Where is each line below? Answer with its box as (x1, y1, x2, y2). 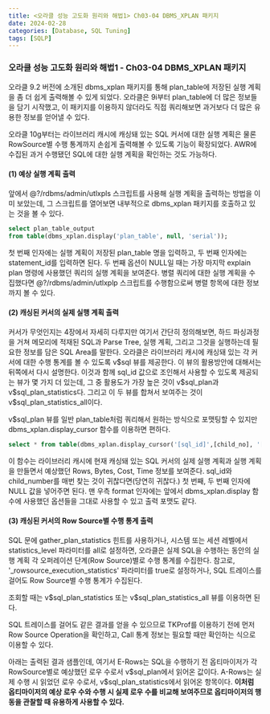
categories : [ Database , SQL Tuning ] (8, 27, 131, 35)
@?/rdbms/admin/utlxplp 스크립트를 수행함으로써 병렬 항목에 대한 (35, 278, 245, 288)
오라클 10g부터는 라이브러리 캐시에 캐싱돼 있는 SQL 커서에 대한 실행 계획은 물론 (8, 129, 257, 139)
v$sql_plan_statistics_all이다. (8, 397, 103, 406)
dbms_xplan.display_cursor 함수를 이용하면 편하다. (8, 424, 171, 434)
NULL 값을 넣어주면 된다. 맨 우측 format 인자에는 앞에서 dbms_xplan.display (8, 486, 251, 496)
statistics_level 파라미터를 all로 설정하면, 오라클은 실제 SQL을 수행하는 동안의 (8, 545, 252, 555)
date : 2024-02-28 (8, 19, 67, 27)
